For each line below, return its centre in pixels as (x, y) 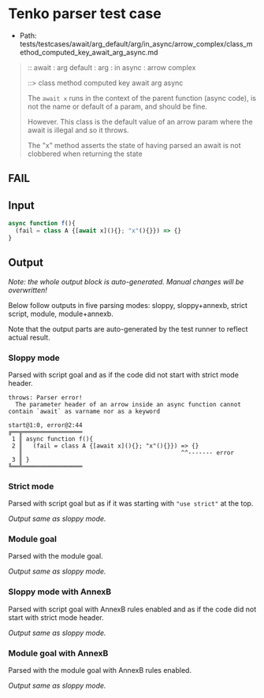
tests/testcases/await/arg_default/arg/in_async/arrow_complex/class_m (136, 43)
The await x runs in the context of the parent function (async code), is (141, 98)
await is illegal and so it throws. (78, 130)
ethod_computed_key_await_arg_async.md (89, 52)
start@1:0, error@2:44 (45, 425)
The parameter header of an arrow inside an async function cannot (128, 404)
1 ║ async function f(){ (52, 439)
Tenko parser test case (85, 14)
